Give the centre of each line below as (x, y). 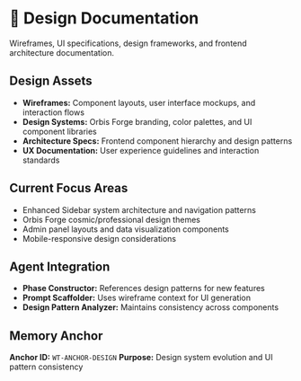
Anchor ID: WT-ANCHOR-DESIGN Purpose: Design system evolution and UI (141, 358)
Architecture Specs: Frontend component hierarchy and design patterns (157, 141)
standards (41, 160)
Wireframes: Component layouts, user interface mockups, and (139, 102)
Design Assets (51, 81)
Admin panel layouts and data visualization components (125, 229)
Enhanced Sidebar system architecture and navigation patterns (139, 209)
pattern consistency (46, 367)
